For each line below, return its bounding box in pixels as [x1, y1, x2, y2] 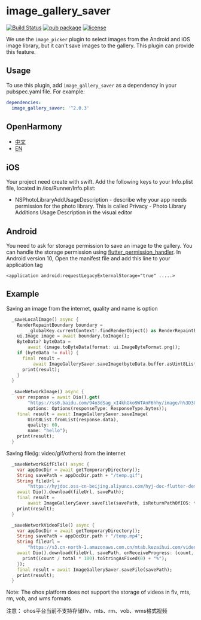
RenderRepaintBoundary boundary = [17, 322, 103, 328]
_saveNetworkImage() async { [11, 389, 84, 395]
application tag [6, 261, 43, 268]
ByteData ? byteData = [17, 339, 71, 345]
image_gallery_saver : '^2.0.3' [11, 105, 90, 111]
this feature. [6, 48, 36, 55]
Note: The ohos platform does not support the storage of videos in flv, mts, [6, 588, 191, 596]
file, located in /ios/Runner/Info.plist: [6, 184, 96, 192]
